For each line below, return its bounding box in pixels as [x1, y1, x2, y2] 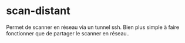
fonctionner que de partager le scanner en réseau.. [6, 29, 130, 37]
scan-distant [6, 4, 70, 18]
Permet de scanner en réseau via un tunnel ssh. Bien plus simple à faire [6, 24, 180, 31]
